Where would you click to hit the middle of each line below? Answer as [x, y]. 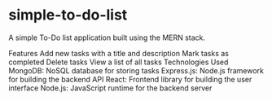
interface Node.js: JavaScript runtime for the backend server [110, 88]
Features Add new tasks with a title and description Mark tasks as [119, 53]
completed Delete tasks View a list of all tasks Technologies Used [118, 62]
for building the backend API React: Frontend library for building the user [130, 79]
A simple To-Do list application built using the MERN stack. [107, 37]
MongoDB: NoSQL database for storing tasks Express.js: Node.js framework [136, 70]
